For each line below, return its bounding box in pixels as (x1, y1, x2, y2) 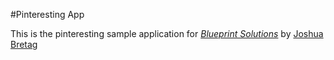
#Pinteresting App (10, 9, 85, 20)
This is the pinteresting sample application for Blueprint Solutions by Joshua (10, 28, 324, 39)
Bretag (10, 39, 38, 50)
